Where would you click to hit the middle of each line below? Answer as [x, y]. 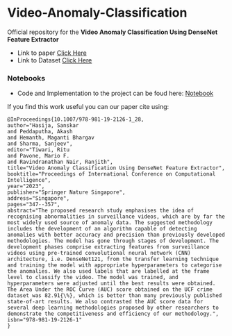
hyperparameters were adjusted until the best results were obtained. [111, 284]
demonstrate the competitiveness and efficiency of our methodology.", [113, 314]
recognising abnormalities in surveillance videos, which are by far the [116, 217]
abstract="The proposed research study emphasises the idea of [101, 211]
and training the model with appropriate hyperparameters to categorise [115, 265]
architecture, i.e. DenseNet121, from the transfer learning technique [113, 259]
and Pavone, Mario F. [39, 156]
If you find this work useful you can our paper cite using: [88, 107]
